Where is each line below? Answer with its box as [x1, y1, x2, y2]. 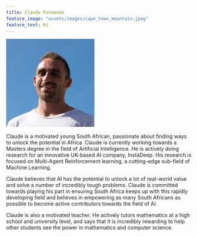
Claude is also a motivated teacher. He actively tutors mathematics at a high [6, 212, 190, 219]
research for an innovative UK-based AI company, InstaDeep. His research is [6, 151, 192, 158]
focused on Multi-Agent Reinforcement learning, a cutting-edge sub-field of [6, 158, 190, 165]
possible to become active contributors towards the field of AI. [6, 200, 158, 208]
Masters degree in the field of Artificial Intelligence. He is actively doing [6, 145, 179, 153]
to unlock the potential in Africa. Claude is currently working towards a [6, 139, 177, 146]
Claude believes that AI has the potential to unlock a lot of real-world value [6, 175, 187, 182]
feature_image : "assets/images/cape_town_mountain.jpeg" [6, 15, 149, 22]
